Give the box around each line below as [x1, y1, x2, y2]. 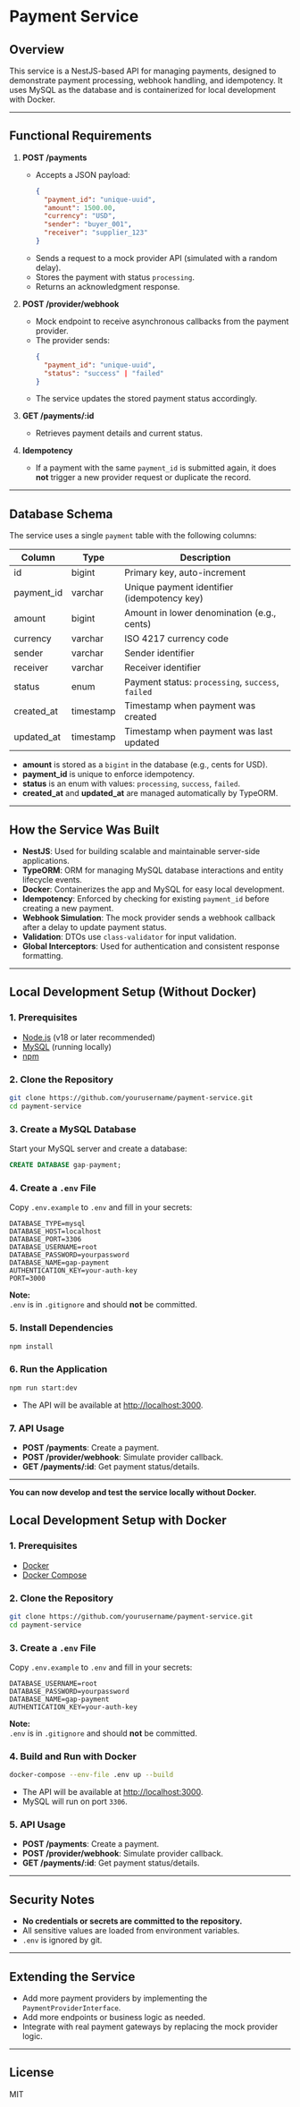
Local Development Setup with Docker [9, 1513, 228, 1528]
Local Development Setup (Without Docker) [9, 985, 257, 1000]
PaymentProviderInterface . [21, 2002, 121, 2013]
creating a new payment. [21, 903, 114, 914]
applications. [21, 856, 70, 867]
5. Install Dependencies [9, 1322, 113, 1334]
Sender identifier [124, 647, 195, 659]
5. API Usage [9, 1818, 66, 1831]
